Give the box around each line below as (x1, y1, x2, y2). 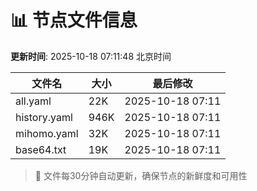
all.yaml (15, 94, 52, 108)
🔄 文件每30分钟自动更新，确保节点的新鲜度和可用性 (34, 169, 248, 181)
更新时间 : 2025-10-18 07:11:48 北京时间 (10, 50, 172, 62)
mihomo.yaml (15, 126, 79, 140)
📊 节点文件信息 (10, 9, 138, 32)
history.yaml (15, 110, 73, 124)
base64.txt (15, 142, 67, 156)
